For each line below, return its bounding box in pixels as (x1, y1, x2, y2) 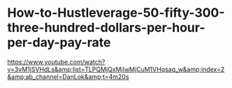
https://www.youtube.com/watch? (7, 57, 106, 66)
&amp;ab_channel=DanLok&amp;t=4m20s (7, 72, 129, 81)
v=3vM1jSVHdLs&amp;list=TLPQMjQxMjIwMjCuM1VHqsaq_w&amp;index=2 (7, 65, 225, 73)
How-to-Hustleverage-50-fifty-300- (7, 5, 225, 21)
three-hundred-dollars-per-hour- (7, 20, 205, 36)
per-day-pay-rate (7, 35, 111, 50)
